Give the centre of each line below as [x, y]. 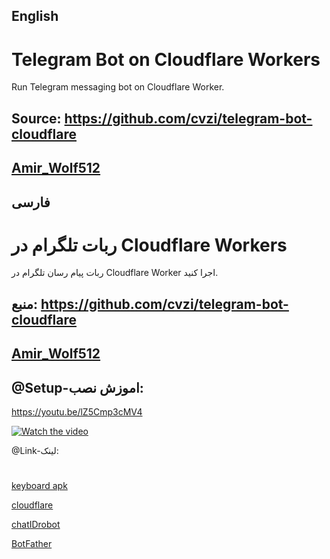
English [35, 16]
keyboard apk [39, 486]
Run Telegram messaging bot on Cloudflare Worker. [118, 87]
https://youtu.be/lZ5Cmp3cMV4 [77, 412]
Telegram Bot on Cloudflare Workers [166, 59]
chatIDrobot [36, 525]
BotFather [32, 544]
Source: [36, 118]
